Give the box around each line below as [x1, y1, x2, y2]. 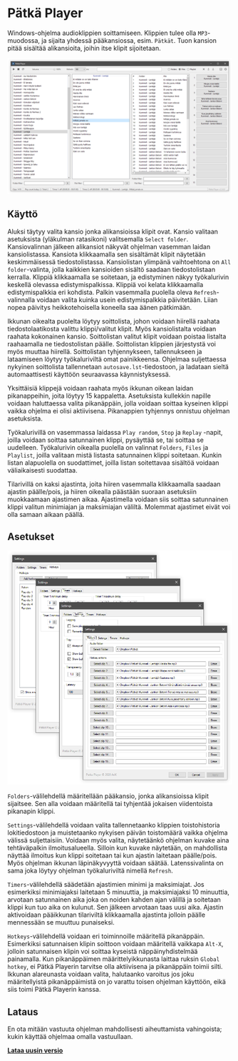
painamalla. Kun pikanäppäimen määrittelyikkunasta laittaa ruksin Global [7, 955, 220, 963]
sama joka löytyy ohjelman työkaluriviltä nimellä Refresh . [7, 866, 173, 875]
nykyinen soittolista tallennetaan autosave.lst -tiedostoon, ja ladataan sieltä [7, 362, 229, 371]
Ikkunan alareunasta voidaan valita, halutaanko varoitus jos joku [7, 970, 195, 979]
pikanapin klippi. [7, 807, 56, 815]
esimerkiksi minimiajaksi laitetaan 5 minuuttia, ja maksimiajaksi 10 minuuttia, [7, 887, 230, 897]
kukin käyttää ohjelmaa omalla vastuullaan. [7, 1032, 133, 1041]
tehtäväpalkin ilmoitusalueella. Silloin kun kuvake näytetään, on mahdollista [7, 844, 228, 853]
